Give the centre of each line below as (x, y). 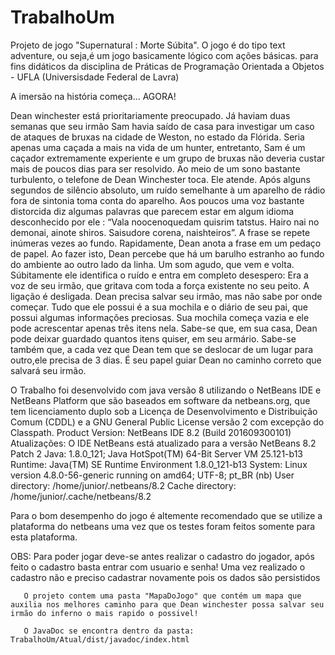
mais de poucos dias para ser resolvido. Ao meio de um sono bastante (155, 168)
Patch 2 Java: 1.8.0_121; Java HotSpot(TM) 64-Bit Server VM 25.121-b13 (156, 453)
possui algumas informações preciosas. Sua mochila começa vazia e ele (160, 317)
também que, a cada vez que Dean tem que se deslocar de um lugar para (162, 349)
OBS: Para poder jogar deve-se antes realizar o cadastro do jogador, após (162, 556)
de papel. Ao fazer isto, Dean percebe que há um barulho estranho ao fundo (167, 253)
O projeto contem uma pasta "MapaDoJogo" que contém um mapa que (162, 596)
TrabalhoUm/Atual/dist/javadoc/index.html (100, 639)
